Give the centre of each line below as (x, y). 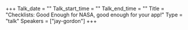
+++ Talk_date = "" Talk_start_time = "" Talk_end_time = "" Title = (85, 9)
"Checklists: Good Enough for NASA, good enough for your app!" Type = (94, 15)
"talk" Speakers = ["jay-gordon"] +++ (51, 21)
